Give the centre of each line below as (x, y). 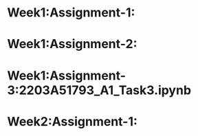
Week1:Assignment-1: (71, 13)
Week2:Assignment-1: (72, 121)
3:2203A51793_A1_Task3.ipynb (99, 90)
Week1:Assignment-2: (72, 44)
